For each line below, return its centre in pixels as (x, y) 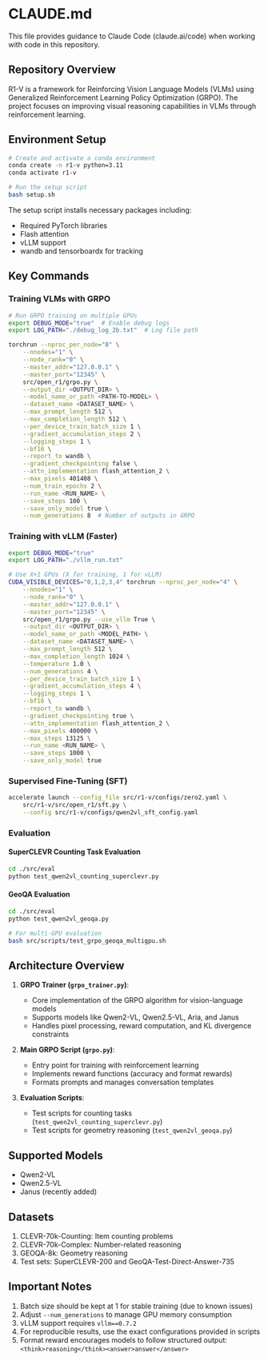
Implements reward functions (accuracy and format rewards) (132, 1074)
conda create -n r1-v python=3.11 (66, 166)
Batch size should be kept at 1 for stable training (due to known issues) (136, 1306)
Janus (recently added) (58, 1191)
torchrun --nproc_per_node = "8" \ (64, 345)
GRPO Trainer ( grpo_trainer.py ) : (74, 985)
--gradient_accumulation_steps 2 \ (82, 434)
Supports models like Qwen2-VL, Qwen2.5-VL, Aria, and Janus (136, 1017)
